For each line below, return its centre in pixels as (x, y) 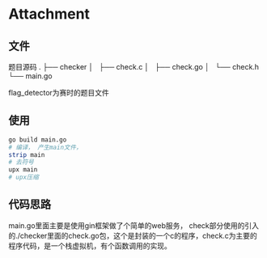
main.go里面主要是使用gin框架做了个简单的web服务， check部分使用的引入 (134, 225)
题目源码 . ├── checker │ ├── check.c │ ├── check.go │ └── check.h (134, 67)
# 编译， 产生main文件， (45, 147)
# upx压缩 (23, 178)
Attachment (49, 14)
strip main (27, 154)
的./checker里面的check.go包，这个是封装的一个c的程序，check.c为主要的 (133, 235)
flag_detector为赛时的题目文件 (59, 93)
